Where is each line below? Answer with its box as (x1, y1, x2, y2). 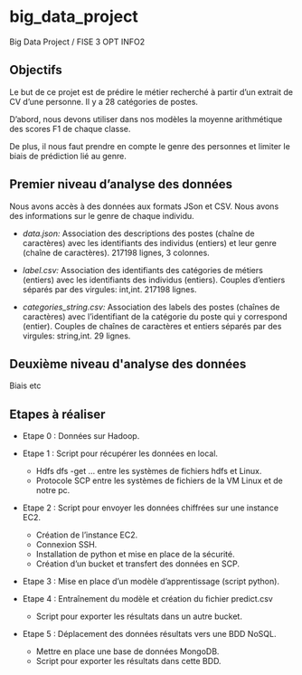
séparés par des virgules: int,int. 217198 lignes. (22, 283, 197, 295)
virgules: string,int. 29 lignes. (22, 330, 131, 341)
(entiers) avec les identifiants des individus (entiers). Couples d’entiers (22, 274, 286, 285)
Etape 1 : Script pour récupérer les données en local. (22, 448, 219, 459)
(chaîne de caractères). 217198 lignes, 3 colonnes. (22, 247, 210, 258)
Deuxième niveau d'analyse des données (9, 356, 247, 372)
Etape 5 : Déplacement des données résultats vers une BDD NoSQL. (22, 629, 277, 640)
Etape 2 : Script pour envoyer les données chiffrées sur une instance (22, 502, 278, 513)
